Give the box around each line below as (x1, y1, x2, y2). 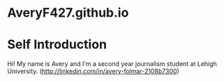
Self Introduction (7, 37, 107, 53)
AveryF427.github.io (7, 5, 129, 21)
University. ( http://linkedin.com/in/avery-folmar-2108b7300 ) (7, 67, 179, 76)
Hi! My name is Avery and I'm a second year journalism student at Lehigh (7, 60, 218, 68)
